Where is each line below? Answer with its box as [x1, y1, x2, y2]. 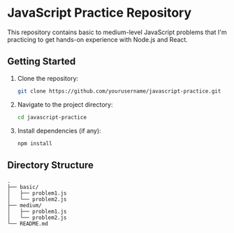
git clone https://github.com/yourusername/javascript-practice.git [17, 87, 221, 95]
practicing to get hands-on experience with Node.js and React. [7, 35, 189, 43]
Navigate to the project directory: [17, 100, 113, 109]
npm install [17, 140, 52, 147]
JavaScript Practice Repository [7, 5, 192, 21]
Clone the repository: [17, 74, 79, 82]
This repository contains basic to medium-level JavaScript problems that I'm [7, 28, 227, 36]
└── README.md [7, 220, 49, 227]
